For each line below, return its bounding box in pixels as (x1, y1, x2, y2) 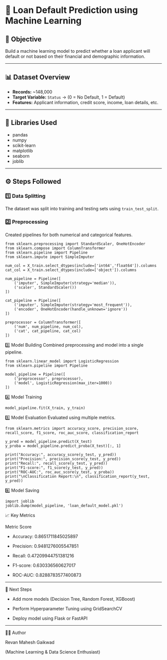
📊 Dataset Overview (5, 73, 71, 82)
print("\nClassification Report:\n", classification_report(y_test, (5, 474, 150, 479)
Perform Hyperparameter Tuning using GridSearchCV (12, 605, 123, 612)
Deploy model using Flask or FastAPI (12, 615, 88, 621)
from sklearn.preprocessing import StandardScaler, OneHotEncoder (5, 241, 146, 246)
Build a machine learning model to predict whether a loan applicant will (5, 48, 151, 54)
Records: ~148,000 (12, 89, 53, 95)
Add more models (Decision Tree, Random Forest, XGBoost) (12, 596, 136, 602)
